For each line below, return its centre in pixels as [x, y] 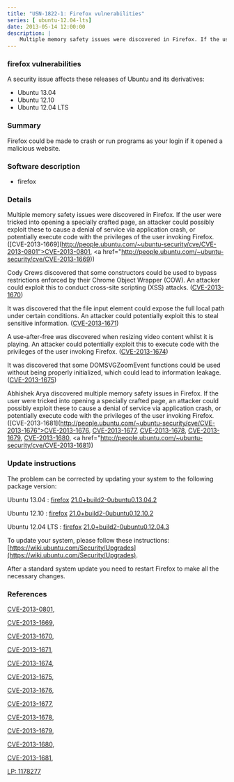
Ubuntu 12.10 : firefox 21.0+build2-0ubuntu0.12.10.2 [80, 513]
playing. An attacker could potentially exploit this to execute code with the [113, 344]
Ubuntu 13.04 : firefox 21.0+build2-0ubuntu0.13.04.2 [82, 499]
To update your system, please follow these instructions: [88, 540]
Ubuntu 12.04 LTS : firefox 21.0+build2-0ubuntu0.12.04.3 [88, 527]
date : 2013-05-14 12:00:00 [46, 27]
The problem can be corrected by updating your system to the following [110, 479]
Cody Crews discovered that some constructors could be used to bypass [112, 273]
